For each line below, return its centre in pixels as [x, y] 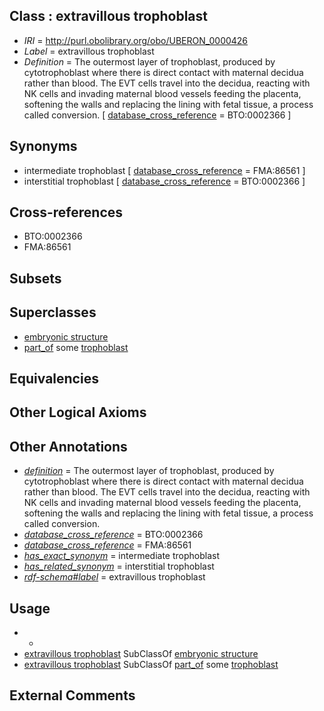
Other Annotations [68, 446]
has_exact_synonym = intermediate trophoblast [121, 556]
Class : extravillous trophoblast [108, 16]
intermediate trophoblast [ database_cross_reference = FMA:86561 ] [164, 170]
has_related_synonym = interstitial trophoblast [119, 566]
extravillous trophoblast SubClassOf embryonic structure [141, 654]
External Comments [72, 695]
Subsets [35, 278]
